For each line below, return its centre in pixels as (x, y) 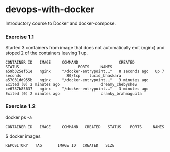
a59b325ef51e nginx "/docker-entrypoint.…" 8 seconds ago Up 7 (85, 71)
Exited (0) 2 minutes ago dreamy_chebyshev (71, 85)
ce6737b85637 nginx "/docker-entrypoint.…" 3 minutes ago (77, 89)
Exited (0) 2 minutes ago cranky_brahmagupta (74, 94)
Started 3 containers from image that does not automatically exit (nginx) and (85, 48)
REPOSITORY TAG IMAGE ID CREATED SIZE (60, 145)
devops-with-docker (50, 9)
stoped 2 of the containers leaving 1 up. (46, 53)
